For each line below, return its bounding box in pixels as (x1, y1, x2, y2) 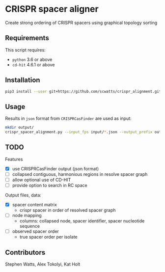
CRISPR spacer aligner (5, 3, 99, 15)
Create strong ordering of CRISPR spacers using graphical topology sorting (5, 20, 158, 26)
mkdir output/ (5, 125, 34, 130)
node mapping (12, 213, 42, 218)
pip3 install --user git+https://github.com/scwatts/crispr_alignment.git (5, 89, 162, 94)
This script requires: (5, 47, 46, 53)
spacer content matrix (12, 202, 57, 208)
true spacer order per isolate (19, 234, 78, 240)
